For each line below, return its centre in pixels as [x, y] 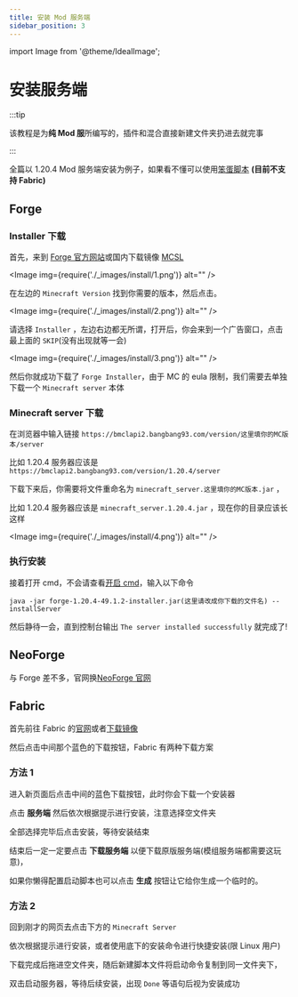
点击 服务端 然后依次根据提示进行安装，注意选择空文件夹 [113, 812]
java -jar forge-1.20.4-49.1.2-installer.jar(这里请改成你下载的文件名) [139, 601]
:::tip [17, 115]
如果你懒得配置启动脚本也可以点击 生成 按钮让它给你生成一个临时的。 [136, 880]
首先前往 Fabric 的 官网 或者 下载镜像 [74, 728]
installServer [36, 609]
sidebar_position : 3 [48, 26]
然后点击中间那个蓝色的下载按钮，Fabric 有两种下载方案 [112, 747]
